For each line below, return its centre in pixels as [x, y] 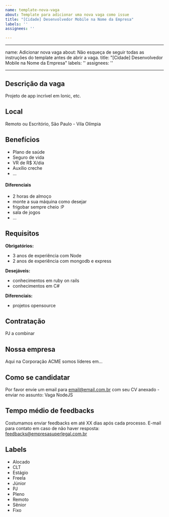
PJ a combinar [20, 334]
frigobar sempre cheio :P [38, 207]
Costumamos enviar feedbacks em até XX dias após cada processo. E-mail [83, 423]
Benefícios [22, 140]
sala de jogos [26, 212]
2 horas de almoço [32, 196]
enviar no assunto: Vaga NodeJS [39, 395]
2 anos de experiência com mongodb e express [62, 261]
